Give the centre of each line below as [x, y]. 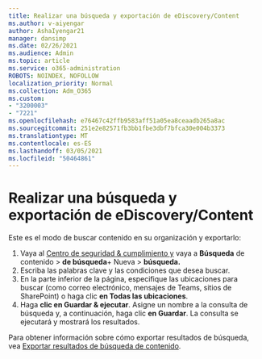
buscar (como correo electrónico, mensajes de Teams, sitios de [126, 288]
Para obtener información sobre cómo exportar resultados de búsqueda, [129, 338]
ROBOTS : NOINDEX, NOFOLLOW [54, 76]
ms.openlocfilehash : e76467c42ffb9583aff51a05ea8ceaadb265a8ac [117, 121]
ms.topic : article [39, 61]
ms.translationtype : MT [48, 136]
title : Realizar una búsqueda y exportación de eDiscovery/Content [124, 16]
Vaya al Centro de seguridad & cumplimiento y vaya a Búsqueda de [132, 253]
